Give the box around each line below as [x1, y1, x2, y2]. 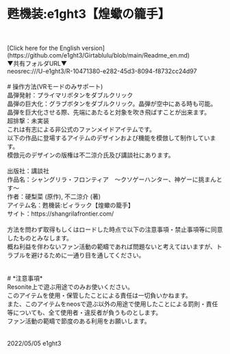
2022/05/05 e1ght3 [7, 339, 62, 347]
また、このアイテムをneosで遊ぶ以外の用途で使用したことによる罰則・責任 [7, 299, 218, 308]
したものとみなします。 [7, 233, 73, 242]
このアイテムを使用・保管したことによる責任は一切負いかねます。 [7, 291, 192, 299]
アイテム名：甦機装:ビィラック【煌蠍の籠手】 [7, 201, 135, 209]
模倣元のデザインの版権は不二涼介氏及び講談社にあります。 [7, 151, 175, 159]
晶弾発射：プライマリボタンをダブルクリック [7, 90, 133, 99]
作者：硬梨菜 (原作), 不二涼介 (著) [7, 192, 101, 201]
